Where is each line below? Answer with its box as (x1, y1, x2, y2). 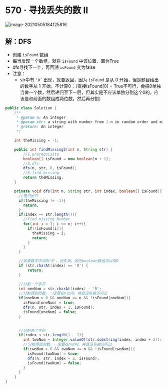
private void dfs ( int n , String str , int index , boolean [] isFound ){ (14, 189, 162, 194)
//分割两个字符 (18, 328, 46, 333)
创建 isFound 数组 (12, 51, 48, 58)
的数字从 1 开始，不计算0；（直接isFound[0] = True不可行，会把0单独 (19, 83, 161, 89)
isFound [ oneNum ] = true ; (23, 300, 75, 305)
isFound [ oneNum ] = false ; (23, 309, 77, 314)
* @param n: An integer (16, 115, 66, 120)
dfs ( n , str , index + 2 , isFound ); (27, 356, 99, 361)
